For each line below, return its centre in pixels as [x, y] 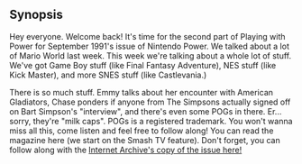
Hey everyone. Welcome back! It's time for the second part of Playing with [147, 36]
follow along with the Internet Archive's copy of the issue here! [126, 150]
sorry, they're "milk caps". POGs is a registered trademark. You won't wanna [151, 121]
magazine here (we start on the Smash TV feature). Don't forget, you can [145, 140]
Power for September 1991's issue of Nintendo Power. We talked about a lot [150, 46]
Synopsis [36, 15]
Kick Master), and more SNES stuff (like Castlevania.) [108, 75]
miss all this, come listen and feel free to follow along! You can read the [142, 131]
